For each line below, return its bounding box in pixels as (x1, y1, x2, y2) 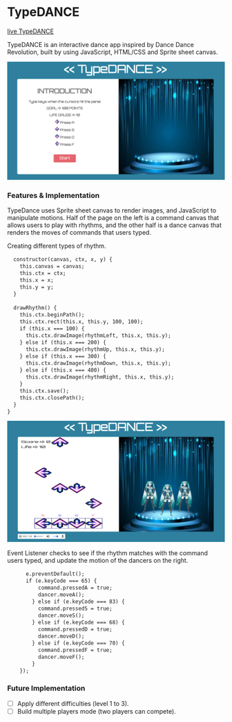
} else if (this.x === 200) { (19, 339, 107, 346)
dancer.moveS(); (37, 612, 85, 620)
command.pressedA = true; (37, 584, 113, 592)
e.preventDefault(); (25, 570, 85, 578)
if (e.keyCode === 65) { (25, 577, 97, 585)
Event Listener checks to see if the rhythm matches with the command (7, 549, 209, 557)
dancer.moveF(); (37, 653, 85, 661)
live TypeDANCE (7, 27, 54, 35)
